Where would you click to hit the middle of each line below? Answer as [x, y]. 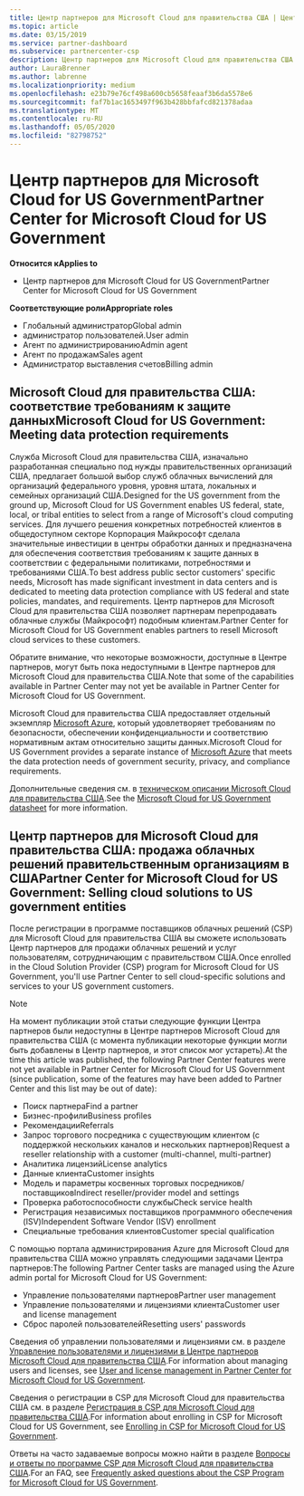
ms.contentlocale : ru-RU [56, 119]
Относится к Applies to [53, 263]
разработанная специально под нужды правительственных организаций [151, 466]
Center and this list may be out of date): [83, 1088]
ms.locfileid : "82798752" [58, 136]
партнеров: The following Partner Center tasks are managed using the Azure [152, 1268]
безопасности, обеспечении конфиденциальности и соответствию [139, 732]
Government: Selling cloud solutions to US [131, 893]
